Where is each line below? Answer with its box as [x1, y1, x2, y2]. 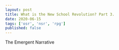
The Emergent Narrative [5, 39, 55, 45]
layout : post [5, 7, 32, 12]
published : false [5, 26, 41, 31]
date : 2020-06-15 [5, 16, 41, 21]
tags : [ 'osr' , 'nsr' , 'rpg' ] [5, 21, 66, 26]
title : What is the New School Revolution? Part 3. [5, 12, 115, 17]
